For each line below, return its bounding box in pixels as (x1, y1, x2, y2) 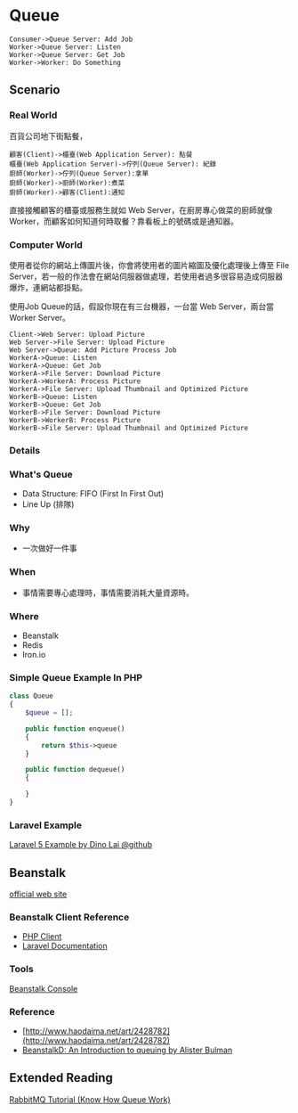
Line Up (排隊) (21, 499, 75, 510)
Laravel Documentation (21, 941, 109, 952)
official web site (9, 888, 68, 900)
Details (9, 444, 41, 456)
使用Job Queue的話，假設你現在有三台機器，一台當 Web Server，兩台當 (9, 300, 274, 312)
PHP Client (21, 931, 62, 942)
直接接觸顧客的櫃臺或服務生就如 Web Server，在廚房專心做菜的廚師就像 (9, 204, 273, 215)
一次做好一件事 (21, 543, 77, 553)
